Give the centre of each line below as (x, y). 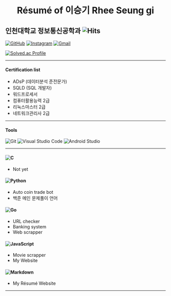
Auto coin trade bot (33, 192)
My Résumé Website (34, 283)
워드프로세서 (25, 94)
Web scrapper (27, 232)
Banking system (30, 227)
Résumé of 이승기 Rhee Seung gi (85, 10)
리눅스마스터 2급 (29, 107)
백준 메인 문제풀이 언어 (35, 198)
